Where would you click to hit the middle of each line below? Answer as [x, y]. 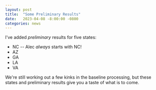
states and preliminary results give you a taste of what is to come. [72, 83]
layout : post [19, 10]
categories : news [23, 23]
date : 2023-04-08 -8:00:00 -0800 [42, 19]
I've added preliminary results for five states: [51, 37]
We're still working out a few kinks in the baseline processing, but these [78, 77]
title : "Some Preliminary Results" [43, 14]
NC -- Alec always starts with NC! [47, 47]
